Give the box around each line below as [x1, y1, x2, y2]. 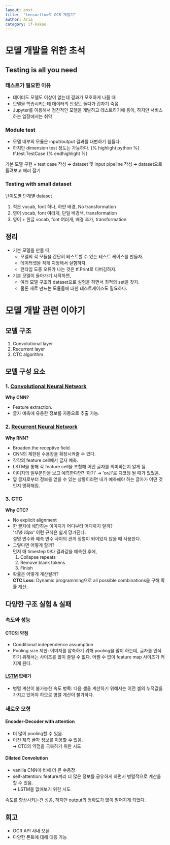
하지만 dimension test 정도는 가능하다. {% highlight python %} [12, 145, 140, 151]
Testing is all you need [5, 66, 78, 74]
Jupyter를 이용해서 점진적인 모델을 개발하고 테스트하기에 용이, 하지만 [12, 107, 150, 113]
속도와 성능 [5, 616, 31, 623]
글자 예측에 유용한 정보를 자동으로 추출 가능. [12, 410, 100, 416]
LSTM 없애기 [5, 673, 31, 679]
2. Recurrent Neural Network [5, 423, 78, 430]
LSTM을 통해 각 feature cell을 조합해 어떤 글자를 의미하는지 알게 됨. [12, 463, 147, 469]
